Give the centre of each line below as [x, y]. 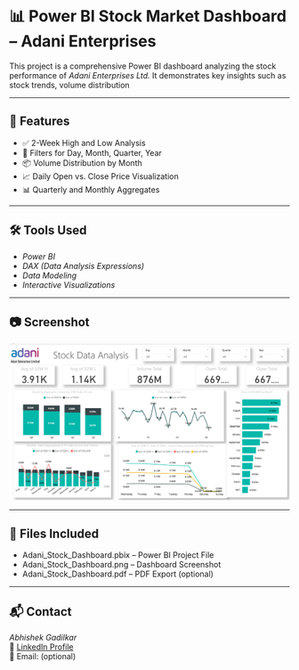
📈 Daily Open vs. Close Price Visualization [101, 176]
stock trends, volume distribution [70, 85]
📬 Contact [40, 612]
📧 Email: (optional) [43, 657]
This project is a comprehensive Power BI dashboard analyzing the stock [143, 66]
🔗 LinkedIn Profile [41, 647]
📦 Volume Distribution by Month [82, 163]
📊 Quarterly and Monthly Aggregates [91, 189]
